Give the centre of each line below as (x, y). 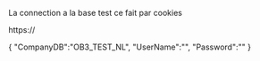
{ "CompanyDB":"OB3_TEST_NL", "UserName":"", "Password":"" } (130, 47)
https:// (22, 30)
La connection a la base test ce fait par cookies (95, 13)
